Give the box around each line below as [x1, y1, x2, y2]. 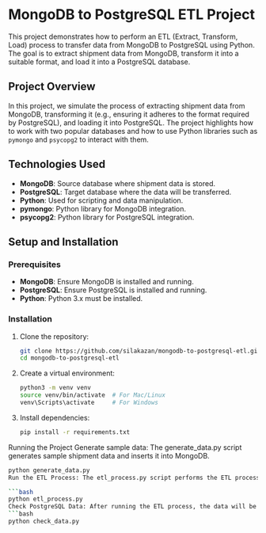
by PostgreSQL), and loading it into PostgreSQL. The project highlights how [8, 117, 253, 128]
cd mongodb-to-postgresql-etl [19, 354, 120, 362]
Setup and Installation [8, 235, 119, 249]
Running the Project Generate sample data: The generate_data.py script [8, 442, 242, 452]
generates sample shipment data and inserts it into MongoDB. [8, 451, 210, 460]
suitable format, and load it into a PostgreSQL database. [8, 57, 191, 67]
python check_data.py [8, 517, 80, 526]
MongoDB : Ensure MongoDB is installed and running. [19, 277, 194, 287]
